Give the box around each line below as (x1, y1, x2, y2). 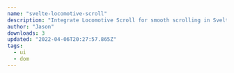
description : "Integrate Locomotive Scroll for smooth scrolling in (7, 17, 210, 24)
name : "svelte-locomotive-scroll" (7, 10, 108, 17)
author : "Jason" (7, 23, 54, 30)
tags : (7, 42, 23, 49)
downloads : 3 (7, 29, 45, 37)
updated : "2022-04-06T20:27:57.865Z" (7, 36, 117, 43)
